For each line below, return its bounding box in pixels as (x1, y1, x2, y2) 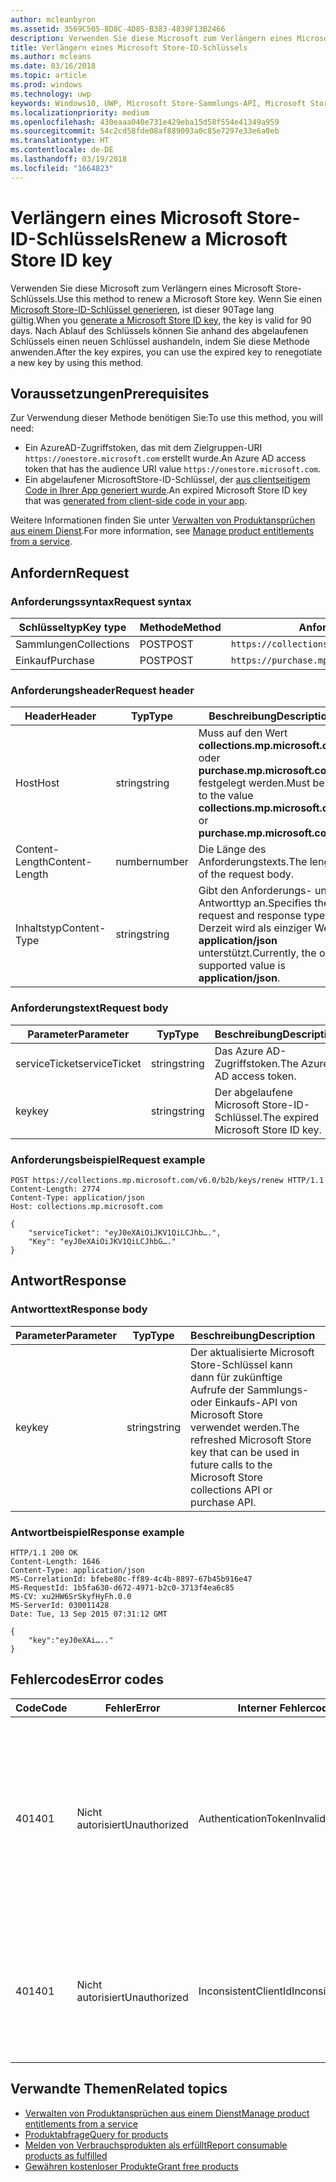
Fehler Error (104, 1701, 161, 1715)
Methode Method (139, 621, 222, 635)
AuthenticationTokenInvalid (198, 1811, 326, 1825)
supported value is (198, 959, 286, 973)
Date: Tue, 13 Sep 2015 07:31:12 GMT (10, 1609, 168, 1619)
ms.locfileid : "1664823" (10, 163, 114, 173)
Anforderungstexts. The (198, 855, 308, 869)
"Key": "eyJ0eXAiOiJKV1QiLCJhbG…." (28, 1236, 177, 1246)
